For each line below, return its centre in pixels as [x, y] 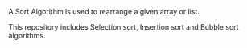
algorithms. [27, 36]
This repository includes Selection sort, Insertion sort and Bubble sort [123, 27]
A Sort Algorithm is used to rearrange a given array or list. [104, 12]
